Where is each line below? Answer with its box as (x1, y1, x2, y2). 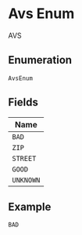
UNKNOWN (12, 175, 41, 185)
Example (8, 200, 52, 213)
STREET (12, 154, 37, 163)
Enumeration (8, 53, 73, 67)
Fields (8, 96, 39, 109)
